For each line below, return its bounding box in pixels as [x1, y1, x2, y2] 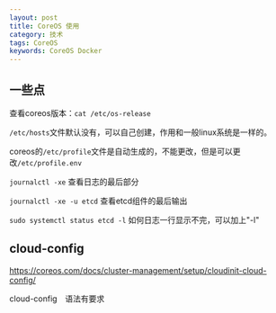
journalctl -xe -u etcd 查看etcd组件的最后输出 [9, 195, 188, 206]
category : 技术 [9, 30, 64, 39]
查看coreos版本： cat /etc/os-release [9, 107, 151, 118]
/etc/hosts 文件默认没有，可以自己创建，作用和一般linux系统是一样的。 [9, 127, 272, 138]
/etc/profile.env [17, 158, 83, 167]
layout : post [9, 13, 58, 22]
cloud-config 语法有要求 [9, 293, 105, 304]
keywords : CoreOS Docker [9, 47, 102, 56]
